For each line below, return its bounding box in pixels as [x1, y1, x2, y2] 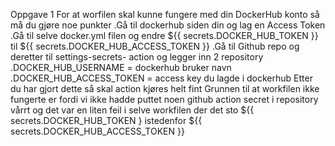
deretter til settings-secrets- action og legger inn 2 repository [10, 51, 264, 63]
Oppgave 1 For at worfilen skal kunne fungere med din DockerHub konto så [10, 9, 320, 20]
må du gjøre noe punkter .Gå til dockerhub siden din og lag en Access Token [10, 19, 326, 31]
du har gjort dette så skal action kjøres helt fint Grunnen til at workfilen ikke [10, 83, 320, 94]
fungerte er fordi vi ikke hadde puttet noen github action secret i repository [10, 94, 319, 105]
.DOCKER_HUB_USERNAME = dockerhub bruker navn [10, 62, 232, 73]
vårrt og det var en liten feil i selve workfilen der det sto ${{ [10, 104, 255, 116]
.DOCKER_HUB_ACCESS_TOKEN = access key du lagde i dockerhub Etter [10, 72, 313, 84]
